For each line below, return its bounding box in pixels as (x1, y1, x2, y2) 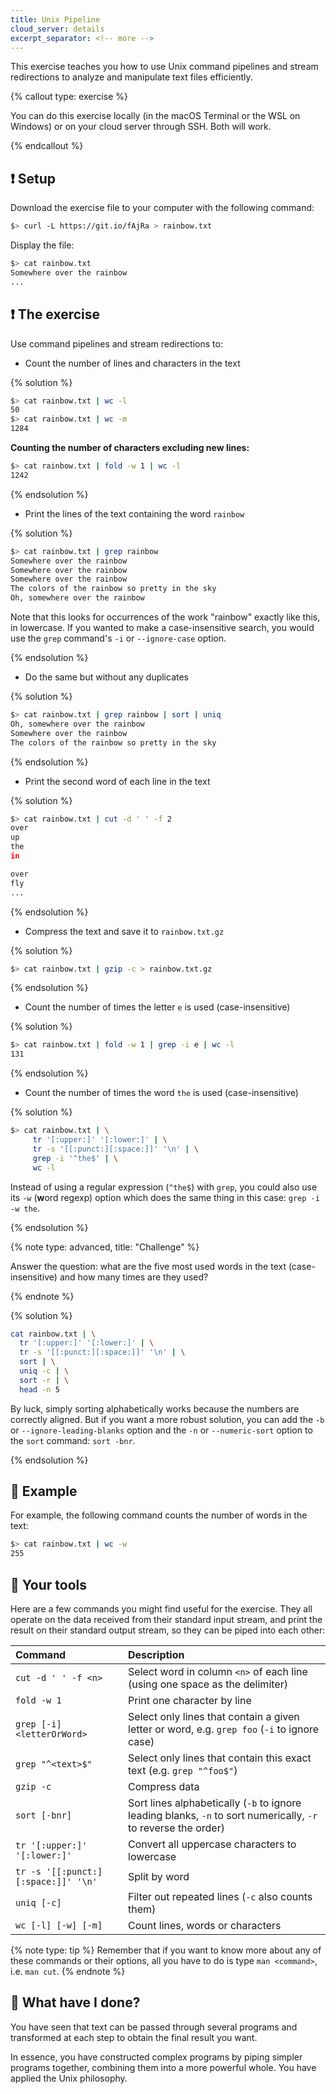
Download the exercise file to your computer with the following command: (10, 202, 315, 214)
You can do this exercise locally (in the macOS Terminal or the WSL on (10, 110, 301, 122)
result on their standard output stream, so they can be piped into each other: (10, 1624, 326, 1636)
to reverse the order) (128, 1821, 225, 1835)
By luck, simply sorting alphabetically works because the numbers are (10, 1402, 300, 1415)
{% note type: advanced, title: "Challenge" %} (10, 1241, 200, 1253)
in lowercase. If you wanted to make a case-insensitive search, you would (10, 622, 315, 633)
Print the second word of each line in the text (24, 775, 211, 787)
